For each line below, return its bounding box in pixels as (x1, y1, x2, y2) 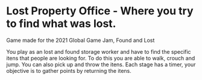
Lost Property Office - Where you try (6, 4, 194, 18)
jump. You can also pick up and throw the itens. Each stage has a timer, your (6, 61, 196, 68)
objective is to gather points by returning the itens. (6, 67, 131, 74)
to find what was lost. (6, 17, 116, 30)
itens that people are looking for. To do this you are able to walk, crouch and (6, 54, 195, 61)
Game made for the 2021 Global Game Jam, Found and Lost (6, 36, 155, 44)
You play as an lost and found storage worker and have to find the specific (6, 48, 191, 55)
